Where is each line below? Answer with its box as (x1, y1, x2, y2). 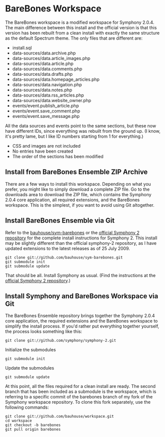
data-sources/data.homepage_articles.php (12, 76, 100, 82)
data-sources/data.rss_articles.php (12, 92, 84, 98)
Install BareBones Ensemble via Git (5, 217, 115, 225)
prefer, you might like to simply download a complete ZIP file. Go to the (5, 186, 150, 192)
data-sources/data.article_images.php (12, 55, 91, 61)
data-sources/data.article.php (12, 60, 74, 66)
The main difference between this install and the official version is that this (5, 24, 157, 30)
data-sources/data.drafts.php (12, 71, 73, 77)
